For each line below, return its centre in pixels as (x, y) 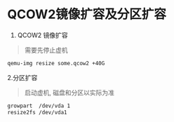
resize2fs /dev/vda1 (38, 112)
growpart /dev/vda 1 (39, 106)
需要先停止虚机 (46, 50)
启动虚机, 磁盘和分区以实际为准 (69, 93)
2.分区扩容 (22, 77)
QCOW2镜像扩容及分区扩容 (87, 14)
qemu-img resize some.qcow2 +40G (56, 63)
